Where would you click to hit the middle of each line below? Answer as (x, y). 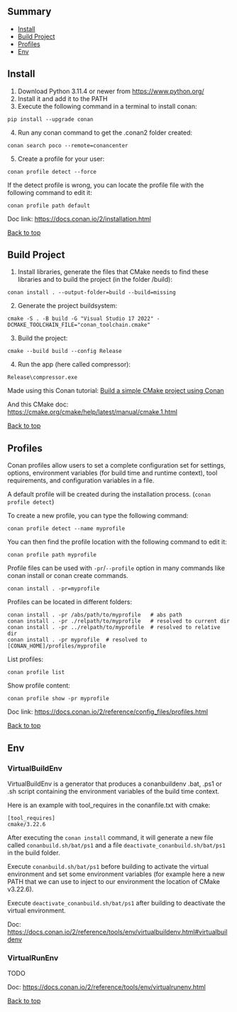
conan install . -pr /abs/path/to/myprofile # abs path (95, 615)
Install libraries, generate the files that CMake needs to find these (113, 272)
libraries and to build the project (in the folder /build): (95, 280)
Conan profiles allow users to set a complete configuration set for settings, (116, 465)
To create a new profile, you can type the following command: (98, 516)
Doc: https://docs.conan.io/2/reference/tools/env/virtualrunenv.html (106, 987)
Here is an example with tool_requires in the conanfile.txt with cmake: (109, 805)
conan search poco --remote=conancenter (68, 145)
